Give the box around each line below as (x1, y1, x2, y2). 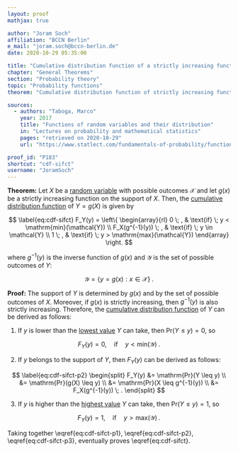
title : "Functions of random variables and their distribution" (20, 121, 214, 128)
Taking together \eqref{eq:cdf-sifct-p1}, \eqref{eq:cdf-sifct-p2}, (7, 429, 194, 437)
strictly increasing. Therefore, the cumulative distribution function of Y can (7, 305, 225, 314)
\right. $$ (105, 238, 133, 247)
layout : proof (7, 10, 50, 18)
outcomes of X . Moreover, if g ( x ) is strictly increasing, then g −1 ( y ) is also (7, 296, 218, 306)
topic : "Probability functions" (7, 82, 103, 89)
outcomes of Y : (7, 261, 52, 269)
